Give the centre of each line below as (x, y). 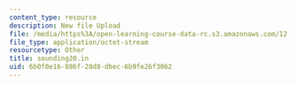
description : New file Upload (65, 26)
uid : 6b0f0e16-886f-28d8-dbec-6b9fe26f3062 (91, 67)
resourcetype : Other (47, 50)
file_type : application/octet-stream (79, 42)
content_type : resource (53, 17)
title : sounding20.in (49, 58)
